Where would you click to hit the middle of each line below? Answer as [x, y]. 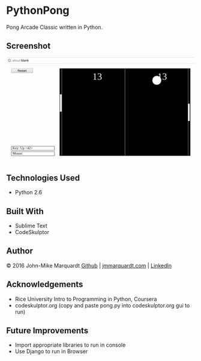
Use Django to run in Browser [51, 351]
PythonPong [38, 11]
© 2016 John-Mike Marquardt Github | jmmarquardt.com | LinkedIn [89, 265]
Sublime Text [31, 226]
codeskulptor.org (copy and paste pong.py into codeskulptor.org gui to [102, 305]
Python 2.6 [28, 193]
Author [19, 251]
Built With [25, 211]
